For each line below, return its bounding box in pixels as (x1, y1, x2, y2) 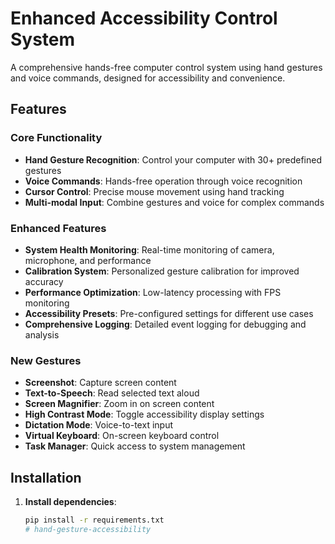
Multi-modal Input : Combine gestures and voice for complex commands (24, 196, 325, 208)
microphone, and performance (24, 254, 152, 266)
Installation (10, 469, 82, 486)
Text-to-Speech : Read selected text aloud (24, 387, 200, 399)
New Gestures (10, 353, 82, 367)
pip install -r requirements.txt (24, 515, 165, 526)
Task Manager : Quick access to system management (24, 440, 246, 452)
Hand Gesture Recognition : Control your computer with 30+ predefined (24, 153, 322, 166)
